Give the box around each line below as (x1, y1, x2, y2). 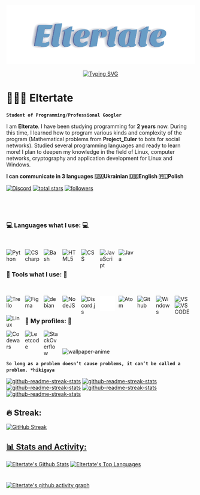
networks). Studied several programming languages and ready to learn (6, 142, 181, 149)
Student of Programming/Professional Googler (6, 112, 122, 118)
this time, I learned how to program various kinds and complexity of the (6, 129, 183, 136)
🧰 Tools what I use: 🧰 (6, 270, 68, 278)
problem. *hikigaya (6, 367, 55, 373)
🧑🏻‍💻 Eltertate (6, 91, 74, 105)
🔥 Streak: (6, 408, 42, 418)
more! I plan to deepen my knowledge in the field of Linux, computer (6, 148, 175, 156)
